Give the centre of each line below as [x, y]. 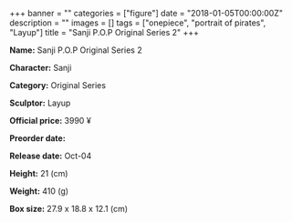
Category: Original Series [58, 85]
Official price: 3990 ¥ [50, 121]
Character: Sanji [41, 68]
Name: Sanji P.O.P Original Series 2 [76, 50]
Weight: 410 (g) [39, 191]
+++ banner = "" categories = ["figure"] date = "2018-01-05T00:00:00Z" [146, 13]
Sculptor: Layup [40, 103]
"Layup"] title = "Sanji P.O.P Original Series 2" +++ [104, 32]
